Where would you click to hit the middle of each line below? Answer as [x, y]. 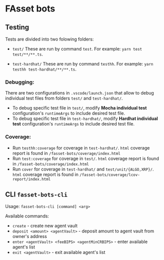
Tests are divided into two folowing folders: [49, 39]
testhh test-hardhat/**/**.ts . [44, 69]
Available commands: [27, 216]
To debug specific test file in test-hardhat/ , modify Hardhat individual [85, 118]
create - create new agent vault [45, 226]
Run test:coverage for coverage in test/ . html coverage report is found [86, 158]
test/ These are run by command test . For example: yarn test [77, 49]
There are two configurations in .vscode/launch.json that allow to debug [80, 93]
